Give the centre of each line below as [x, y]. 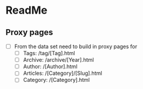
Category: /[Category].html [56, 80]
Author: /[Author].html [50, 66]
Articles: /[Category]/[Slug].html [63, 73]
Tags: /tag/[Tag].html [49, 53]
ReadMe [27, 10]
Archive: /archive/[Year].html [58, 60]
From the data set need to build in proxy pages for [76, 46]
